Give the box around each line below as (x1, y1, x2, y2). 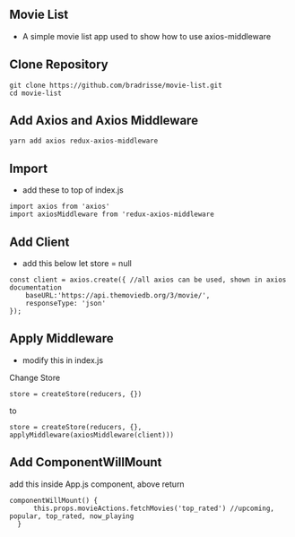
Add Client (9, 234, 70, 249)
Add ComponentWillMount (9, 455, 162, 470)
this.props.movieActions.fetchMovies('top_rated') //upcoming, (32, 504, 275, 513)
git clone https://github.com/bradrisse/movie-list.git (9, 81, 222, 90)
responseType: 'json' (25, 299, 106, 308)
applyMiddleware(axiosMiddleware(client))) (9, 430, 175, 439)
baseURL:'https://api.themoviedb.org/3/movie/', (25, 291, 211, 300)
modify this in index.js (22, 354, 104, 366)
